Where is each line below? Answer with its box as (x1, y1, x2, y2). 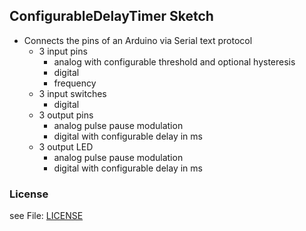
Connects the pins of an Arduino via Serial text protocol (23, 34, 253, 46)
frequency (53, 77, 97, 89)
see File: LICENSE (9, 210, 84, 222)
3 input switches (38, 87, 107, 99)
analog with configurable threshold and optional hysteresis (53, 55, 296, 68)
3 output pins (38, 109, 94, 121)
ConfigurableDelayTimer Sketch (9, 8, 214, 25)
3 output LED (38, 140, 94, 153)
